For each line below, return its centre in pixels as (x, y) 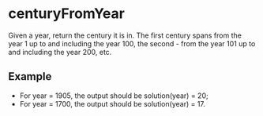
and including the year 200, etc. (60, 52)
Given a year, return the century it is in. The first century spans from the (125, 35)
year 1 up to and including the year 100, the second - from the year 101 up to (132, 43)
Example (30, 76)
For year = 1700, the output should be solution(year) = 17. (112, 103)
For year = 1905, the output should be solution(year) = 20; (114, 96)
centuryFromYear (66, 14)
